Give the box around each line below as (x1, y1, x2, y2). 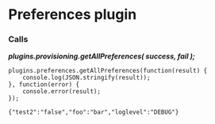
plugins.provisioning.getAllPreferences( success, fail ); (8, 51, 196, 61)
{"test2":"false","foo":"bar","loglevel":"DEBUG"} (8, 108, 179, 116)
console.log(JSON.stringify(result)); (22, 73, 151, 82)
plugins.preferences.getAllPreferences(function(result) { (8, 67, 208, 75)
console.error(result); (22, 88, 102, 96)
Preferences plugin (8, 6, 137, 24)
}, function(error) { (8, 81, 80, 88)
